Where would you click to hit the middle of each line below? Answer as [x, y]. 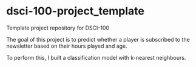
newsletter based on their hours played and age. [67, 46]
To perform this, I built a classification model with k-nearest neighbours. [96, 57]
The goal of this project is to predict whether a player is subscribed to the [98, 39]
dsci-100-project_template [75, 11]
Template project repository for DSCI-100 [58, 28]
